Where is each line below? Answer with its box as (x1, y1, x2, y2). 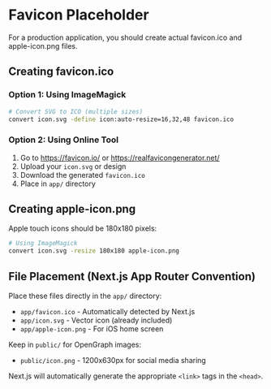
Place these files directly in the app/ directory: (8, 291, 162, 301)
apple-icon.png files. (8, 41, 79, 50)
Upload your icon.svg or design (19, 161, 127, 171)
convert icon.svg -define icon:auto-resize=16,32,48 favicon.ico (8, 115, 234, 123)
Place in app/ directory (19, 179, 96, 188)
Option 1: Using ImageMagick (8, 89, 127, 101)
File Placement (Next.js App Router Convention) (8, 270, 256, 283)
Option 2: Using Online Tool (8, 134, 119, 145)
